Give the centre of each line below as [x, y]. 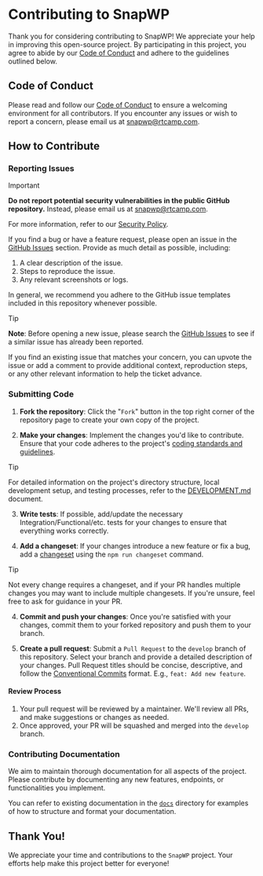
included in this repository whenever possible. [83, 303]
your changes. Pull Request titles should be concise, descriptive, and [131, 665]
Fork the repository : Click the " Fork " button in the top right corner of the [137, 411]
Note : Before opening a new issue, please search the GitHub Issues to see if [131, 334]
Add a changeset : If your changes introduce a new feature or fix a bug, [135, 546]
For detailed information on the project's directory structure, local [114, 482]
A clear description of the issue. [71, 263]
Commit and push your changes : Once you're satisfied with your [125, 616]
